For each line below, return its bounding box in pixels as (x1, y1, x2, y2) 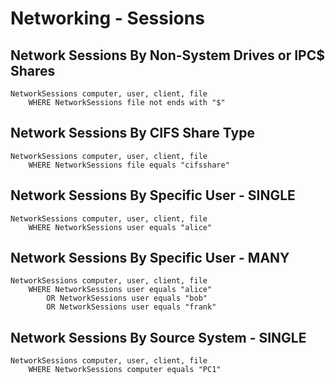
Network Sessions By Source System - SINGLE (10, 329, 307, 346)
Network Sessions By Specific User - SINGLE (10, 187, 296, 204)
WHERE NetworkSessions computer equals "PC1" (28, 365, 222, 375)
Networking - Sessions (10, 7, 205, 30)
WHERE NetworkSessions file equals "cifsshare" (28, 160, 230, 170)
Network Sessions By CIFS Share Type (10, 125, 255, 142)
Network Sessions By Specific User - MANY (10, 250, 290, 267)
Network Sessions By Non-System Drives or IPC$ (10, 47, 325, 64)
